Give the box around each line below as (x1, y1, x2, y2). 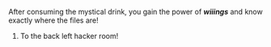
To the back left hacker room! (19, 32, 119, 41)
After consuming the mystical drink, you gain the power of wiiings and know (8, 7, 263, 16)
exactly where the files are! (8, 15, 99, 25)
